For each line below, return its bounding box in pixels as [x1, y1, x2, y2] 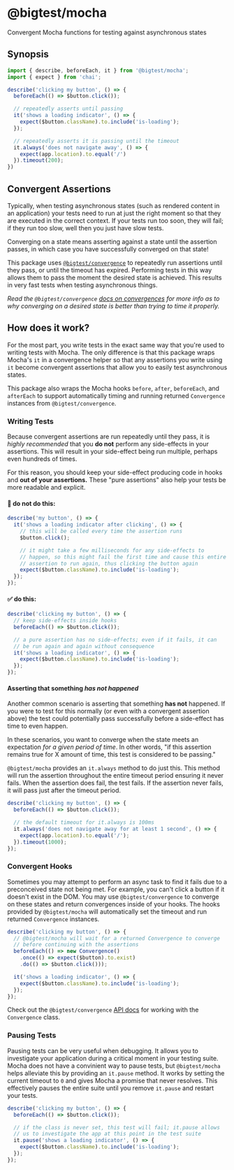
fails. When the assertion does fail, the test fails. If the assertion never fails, [7, 779, 224, 787]
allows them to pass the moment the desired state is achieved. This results [7, 273, 222, 282]
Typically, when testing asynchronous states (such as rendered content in [7, 201, 220, 209]
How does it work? [7, 322, 90, 334]
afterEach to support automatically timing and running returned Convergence [7, 391, 226, 400]
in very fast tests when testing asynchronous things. [7, 280, 158, 289]
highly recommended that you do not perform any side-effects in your [7, 440, 210, 448]
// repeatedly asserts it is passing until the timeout [13, 137, 180, 144]
